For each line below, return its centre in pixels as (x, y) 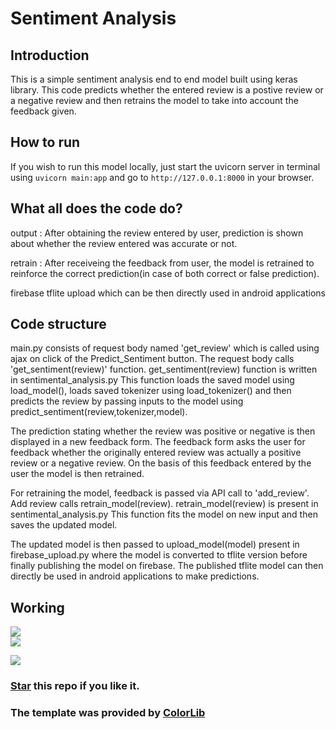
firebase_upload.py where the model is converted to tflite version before (159, 555)
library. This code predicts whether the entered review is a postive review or (167, 90)
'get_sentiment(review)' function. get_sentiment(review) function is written (164, 369)
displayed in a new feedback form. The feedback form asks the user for (158, 442)
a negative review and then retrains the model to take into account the (154, 100)
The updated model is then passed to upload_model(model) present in (155, 544)
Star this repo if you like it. (75, 686)
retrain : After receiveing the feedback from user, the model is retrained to (162, 263)
